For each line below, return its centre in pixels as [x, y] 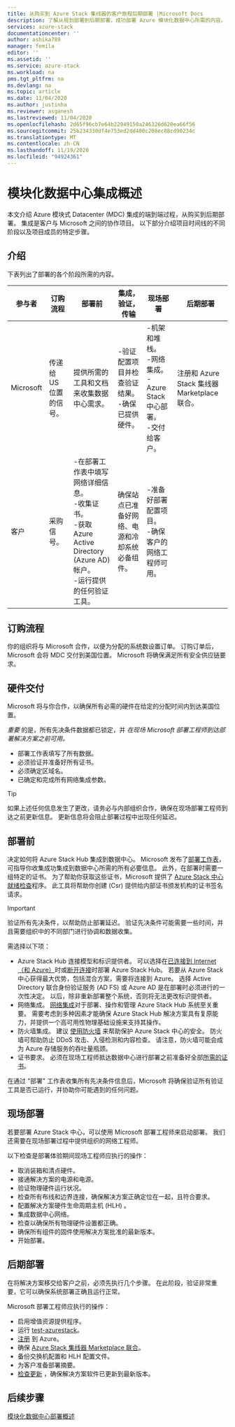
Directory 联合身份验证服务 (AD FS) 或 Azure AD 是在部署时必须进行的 [118, 988]
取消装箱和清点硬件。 [48, 1170]
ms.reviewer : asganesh [40, 111]
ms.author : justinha [37, 105]
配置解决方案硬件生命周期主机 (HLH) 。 [74, 1205]
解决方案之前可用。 [41, 739]
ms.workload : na [31, 72]
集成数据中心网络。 [45, 1214]
